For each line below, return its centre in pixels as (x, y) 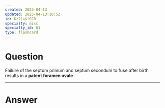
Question (24, 57)
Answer (21, 100)
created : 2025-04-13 (26, 10)
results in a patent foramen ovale (39, 75)
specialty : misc (22, 23)
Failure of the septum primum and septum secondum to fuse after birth (77, 70)
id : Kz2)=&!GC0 (21, 19)
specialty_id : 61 (23, 28)
